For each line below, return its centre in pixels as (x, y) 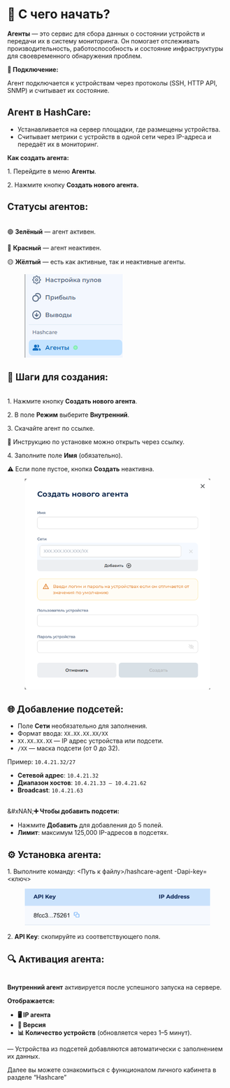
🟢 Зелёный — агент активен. (52, 231)
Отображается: (31, 1001)
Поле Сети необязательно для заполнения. (82, 726)
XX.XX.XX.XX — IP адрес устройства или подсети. (90, 741)
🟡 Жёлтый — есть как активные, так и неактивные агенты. (96, 262)
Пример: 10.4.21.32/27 (41, 762)
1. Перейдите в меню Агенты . (52, 171)
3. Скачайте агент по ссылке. (51, 429)
